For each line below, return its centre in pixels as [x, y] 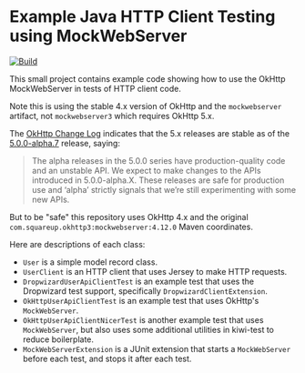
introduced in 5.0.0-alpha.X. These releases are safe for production [158, 180]
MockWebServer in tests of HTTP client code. [96, 88]
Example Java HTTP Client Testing [142, 17]
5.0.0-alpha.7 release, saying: [65, 143]
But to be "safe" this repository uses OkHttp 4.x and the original [129, 217]
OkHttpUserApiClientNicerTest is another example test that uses [143, 319]
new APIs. [51, 199]
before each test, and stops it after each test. [107, 358]
